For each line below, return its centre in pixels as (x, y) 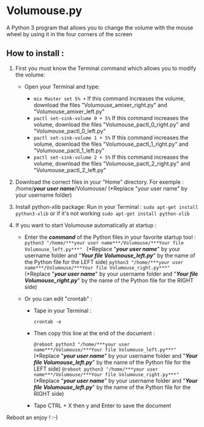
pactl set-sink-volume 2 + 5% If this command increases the (111, 157)
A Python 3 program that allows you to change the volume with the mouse (100, 28)
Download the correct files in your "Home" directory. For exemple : (99, 182)
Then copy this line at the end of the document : (94, 333)
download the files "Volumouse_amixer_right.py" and (100, 105)
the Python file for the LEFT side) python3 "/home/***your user (104, 262)
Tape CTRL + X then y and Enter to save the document (102, 406)
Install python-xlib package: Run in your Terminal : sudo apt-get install (107, 206)
